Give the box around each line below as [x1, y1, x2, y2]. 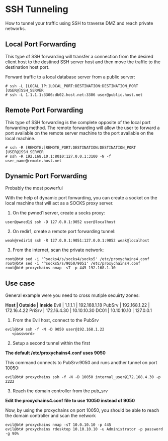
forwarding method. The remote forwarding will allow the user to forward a [5, 125, 160, 131]
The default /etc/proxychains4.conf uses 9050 [5, 350, 106, 356]
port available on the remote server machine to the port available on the [5, 130, 154, 136]
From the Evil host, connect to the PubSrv [12, 317, 99, 323]
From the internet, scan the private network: [12, 247, 104, 253]
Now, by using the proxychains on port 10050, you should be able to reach [5, 407, 159, 413]
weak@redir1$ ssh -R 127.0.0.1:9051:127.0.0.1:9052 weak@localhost [5, 238, 150, 243]
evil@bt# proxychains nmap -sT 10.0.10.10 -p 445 [5, 422, 112, 427]
